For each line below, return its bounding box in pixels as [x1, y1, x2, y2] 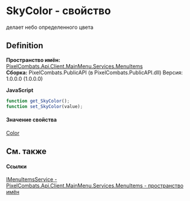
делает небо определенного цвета [6, 24, 94, 31]
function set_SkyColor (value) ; [6, 103, 83, 110]
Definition [6, 41, 43, 51]
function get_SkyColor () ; [6, 98, 70, 104]
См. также [6, 146, 47, 157]
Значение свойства [6, 116, 57, 123]
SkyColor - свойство [6, 4, 111, 18]
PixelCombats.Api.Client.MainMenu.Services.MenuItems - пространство [6, 182, 184, 189]
